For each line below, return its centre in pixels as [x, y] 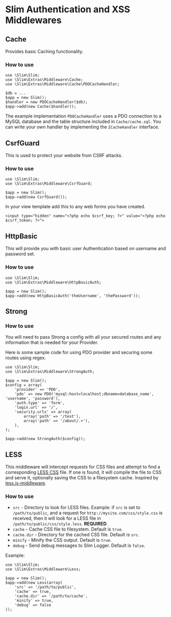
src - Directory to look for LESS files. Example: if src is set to [76, 508]
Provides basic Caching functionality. [44, 51]
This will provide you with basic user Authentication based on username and [86, 249]
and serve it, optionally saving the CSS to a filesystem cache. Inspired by [82, 478]
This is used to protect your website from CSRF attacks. [64, 156]
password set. [20, 254]
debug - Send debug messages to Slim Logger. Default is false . [79, 545]
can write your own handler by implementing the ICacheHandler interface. [82, 127]
